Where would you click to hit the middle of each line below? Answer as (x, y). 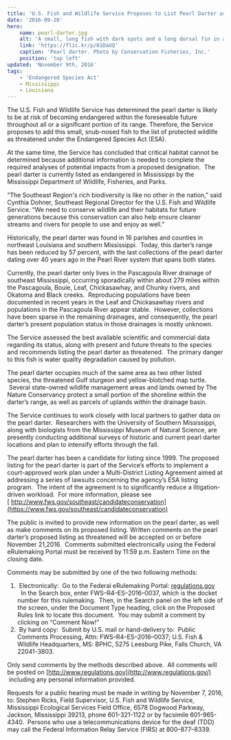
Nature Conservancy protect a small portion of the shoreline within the (107, 395)
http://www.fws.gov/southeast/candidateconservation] (89, 502)
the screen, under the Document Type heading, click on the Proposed (116, 608)
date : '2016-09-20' (35, 20)
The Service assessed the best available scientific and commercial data (109, 337)
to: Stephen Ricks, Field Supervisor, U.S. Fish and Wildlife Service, (101, 700)
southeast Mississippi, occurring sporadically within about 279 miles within (113, 280)
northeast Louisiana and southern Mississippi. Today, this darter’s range (110, 245)
